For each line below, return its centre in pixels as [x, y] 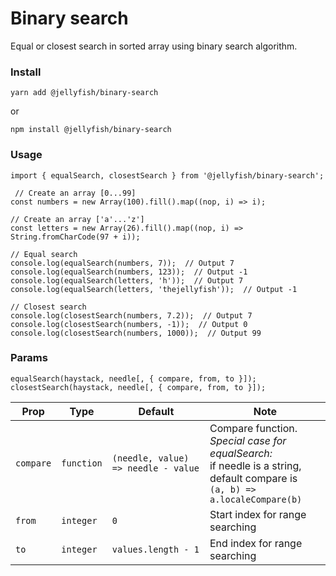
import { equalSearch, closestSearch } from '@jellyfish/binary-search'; [167, 175]
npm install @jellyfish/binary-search [91, 130]
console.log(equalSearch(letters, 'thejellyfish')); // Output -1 [154, 289]
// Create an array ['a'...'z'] [77, 219]
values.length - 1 [155, 549]
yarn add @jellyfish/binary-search [84, 93]
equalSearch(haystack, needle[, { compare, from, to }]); [133, 378]
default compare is [253, 478]
